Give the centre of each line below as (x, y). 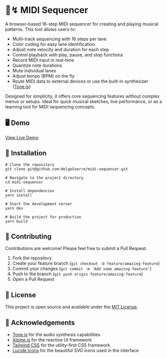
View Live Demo (22, 137)
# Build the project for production (43, 217)
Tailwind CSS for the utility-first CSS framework (61, 345)
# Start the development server (39, 204)
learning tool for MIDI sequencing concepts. (50, 107)
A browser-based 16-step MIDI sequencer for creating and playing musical (82, 24)
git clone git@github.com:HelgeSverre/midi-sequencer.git (67, 169)
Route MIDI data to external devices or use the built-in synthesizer (80, 81)
